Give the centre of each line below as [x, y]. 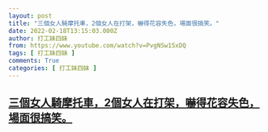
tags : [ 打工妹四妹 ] [42, 53]
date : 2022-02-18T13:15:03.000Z [63, 31]
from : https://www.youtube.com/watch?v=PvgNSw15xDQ [97, 46]
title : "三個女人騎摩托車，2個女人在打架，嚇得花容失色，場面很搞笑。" [114, 23]
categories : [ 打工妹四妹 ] [53, 68]
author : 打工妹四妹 [38, 38]
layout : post [30, 16]
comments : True [34, 61]
